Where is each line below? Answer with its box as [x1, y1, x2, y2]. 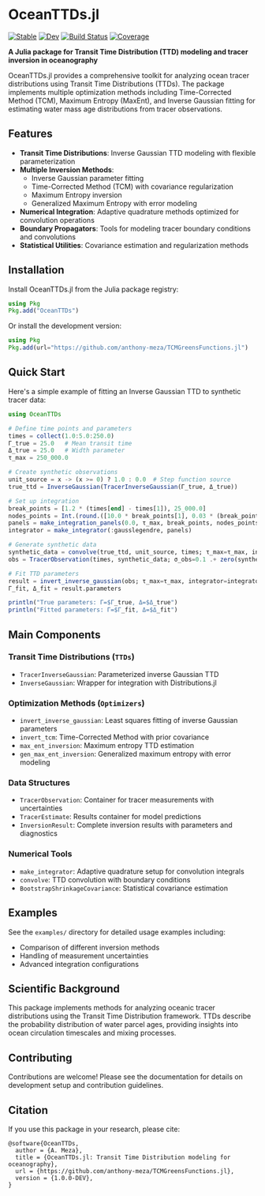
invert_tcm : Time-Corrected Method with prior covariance [19, 732, 210, 742]
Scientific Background [8, 982, 121, 995]
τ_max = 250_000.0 [8, 454, 69, 462]
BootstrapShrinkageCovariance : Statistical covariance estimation [19, 883, 229, 893]
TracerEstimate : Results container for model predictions [19, 812, 202, 822]
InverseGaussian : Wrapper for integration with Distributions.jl [19, 678, 217, 687]
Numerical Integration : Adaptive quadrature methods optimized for [19, 207, 239, 216]
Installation [8, 263, 65, 277]
